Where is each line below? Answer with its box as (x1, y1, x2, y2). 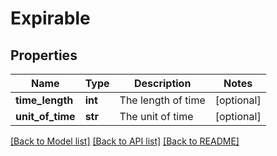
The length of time (119, 93, 206, 107)
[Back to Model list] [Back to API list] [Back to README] (10, 135, 240, 147)
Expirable (10, 7, 91, 30)
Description (133, 77, 192, 90)
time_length (15, 93, 74, 107)
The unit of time (119, 110, 194, 123)
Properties (10, 47, 78, 64)
